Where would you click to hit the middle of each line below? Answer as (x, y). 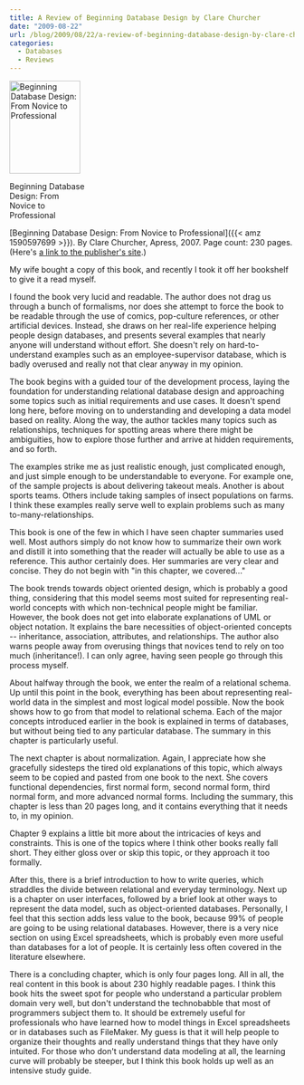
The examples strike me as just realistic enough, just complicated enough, (147, 466)
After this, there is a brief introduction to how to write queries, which (137, 880)
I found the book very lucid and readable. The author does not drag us (140, 297)
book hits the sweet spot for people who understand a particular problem (146, 994)
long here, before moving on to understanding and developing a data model (150, 410)
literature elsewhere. (47, 957)
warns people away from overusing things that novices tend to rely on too (147, 646)
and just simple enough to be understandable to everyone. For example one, (152, 476)
